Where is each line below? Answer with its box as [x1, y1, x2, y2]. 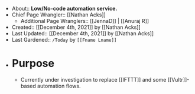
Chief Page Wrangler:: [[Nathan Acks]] [11, 11, 106, 18]
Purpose [11, 57, 55, 70]
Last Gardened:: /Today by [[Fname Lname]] [11, 36, 117, 43]
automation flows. [37, 82, 81, 89]
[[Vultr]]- [167, 76, 190, 83]
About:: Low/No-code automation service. [11, 5, 118, 12]
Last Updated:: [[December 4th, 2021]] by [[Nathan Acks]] [11, 30, 154, 37]
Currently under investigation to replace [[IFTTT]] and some [20, 76, 167, 83]
